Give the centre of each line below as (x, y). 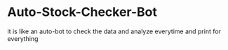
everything (23, 38)
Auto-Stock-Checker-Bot (82, 12)
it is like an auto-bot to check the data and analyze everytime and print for (114, 31)
